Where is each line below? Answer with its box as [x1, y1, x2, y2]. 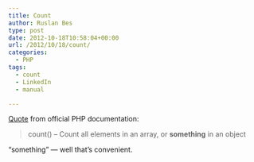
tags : [8, 64, 26, 71]
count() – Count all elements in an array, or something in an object [27, 129, 247, 139]
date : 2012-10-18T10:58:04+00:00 [8, 33, 119, 42]
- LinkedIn [15, 78, 52, 86]
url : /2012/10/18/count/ [8, 41, 91, 49]
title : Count [8, 11, 52, 20]
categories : [8, 48, 48, 56]
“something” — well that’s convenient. [8, 145, 133, 155]
